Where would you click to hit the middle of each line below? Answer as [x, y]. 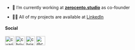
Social [11, 28]
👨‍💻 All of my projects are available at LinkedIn [58, 17]
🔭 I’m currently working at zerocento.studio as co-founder [71, 8]
